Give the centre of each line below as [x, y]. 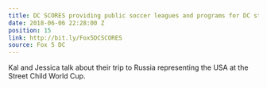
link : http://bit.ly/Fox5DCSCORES [66, 38]
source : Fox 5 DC [37, 45]
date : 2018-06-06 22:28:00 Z [56, 23]
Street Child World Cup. [47, 76]
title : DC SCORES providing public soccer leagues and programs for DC [129, 15]
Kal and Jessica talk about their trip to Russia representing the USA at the [128, 67]
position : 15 [30, 30]
